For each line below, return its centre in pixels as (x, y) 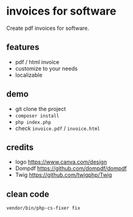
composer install (37, 116)
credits (20, 147)
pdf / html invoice (37, 62)
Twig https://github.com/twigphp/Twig (63, 175)
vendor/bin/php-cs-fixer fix (43, 208)
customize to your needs (46, 68)
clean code (28, 194)
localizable (29, 75)
